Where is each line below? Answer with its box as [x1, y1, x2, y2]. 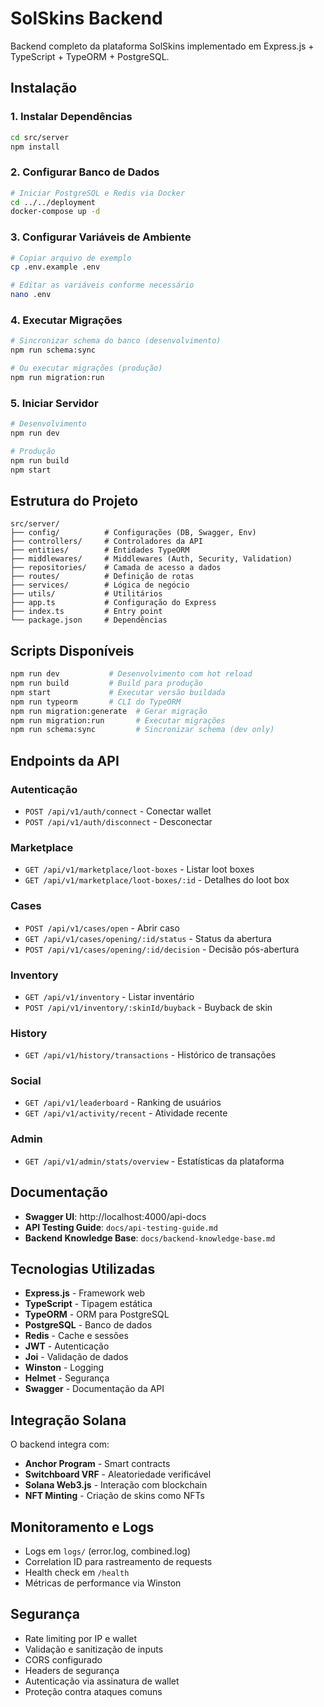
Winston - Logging [24, 1362, 105, 1374]
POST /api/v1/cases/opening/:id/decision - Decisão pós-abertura [24, 943, 300, 955]
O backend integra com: [10, 1438, 110, 1451]
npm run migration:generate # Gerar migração [10, 706, 208, 716]
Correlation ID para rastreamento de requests [24, 1556, 213, 1568]
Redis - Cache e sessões [24, 1330, 129, 1342]
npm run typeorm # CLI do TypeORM [10, 697, 182, 707]
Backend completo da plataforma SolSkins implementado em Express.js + [10, 40, 315, 52]
